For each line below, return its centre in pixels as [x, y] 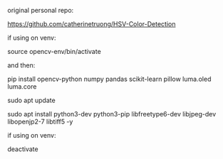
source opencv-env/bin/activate [54, 51]
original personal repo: [41, 10]
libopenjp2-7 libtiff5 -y [40, 121]
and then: [21, 65]
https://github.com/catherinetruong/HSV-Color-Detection [92, 24]
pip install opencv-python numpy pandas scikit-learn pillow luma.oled [109, 79]
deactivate [23, 149]
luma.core [22, 87]
